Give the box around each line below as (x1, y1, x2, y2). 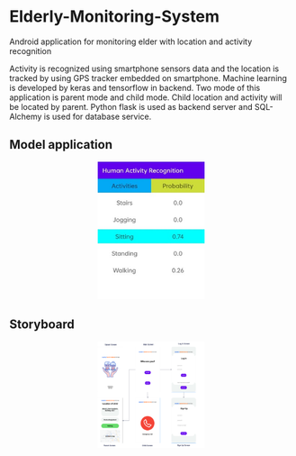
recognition (9, 45, 52, 56)
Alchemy (9, 111, 42, 122)
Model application (9, 137, 112, 152)
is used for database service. (43, 111, 152, 122)
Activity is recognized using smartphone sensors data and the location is (9, 63, 280, 74)
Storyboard (9, 317, 75, 333)
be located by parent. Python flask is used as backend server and (9, 101, 254, 112)
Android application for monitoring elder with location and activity (9, 36, 253, 47)
